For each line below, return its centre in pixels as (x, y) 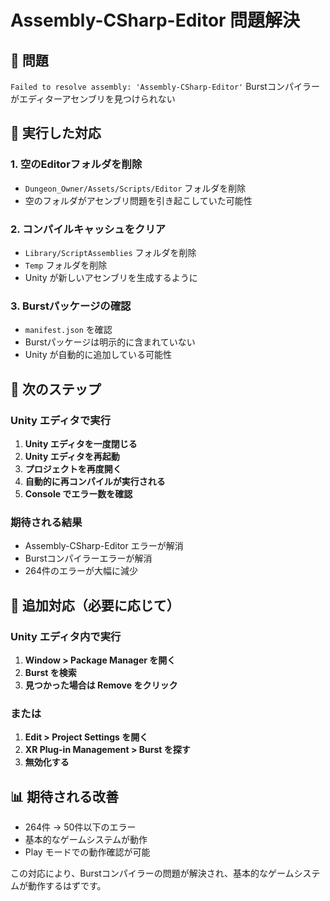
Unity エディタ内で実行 (66, 636)
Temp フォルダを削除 (66, 265)
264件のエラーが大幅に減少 (81, 571)
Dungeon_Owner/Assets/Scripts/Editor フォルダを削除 (135, 188)
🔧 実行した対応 (56, 133)
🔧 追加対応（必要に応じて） (95, 605)
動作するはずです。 (67, 886)
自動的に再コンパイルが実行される (95, 481)
